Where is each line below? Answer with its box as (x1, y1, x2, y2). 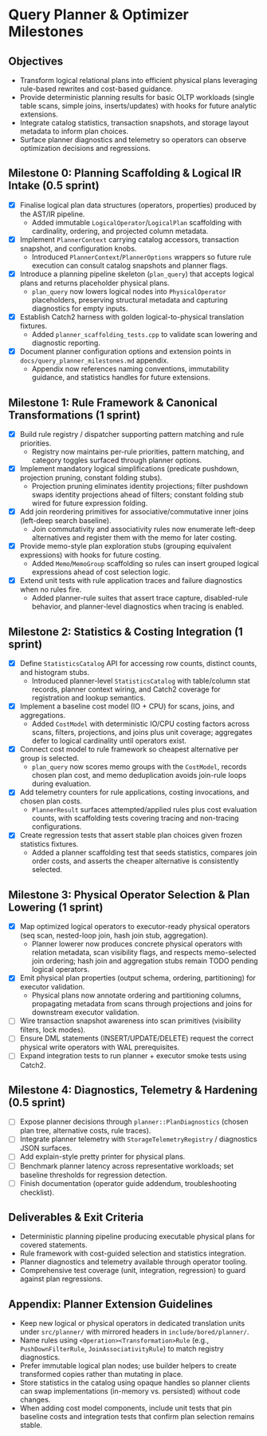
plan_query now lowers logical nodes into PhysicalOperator (31, 287, 227, 296)
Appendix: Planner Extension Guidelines (8, 1297, 214, 1311)
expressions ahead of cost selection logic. (31, 567, 171, 577)
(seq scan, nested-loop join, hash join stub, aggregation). (19, 930, 209, 940)
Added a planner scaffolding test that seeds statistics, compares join (31, 848, 257, 858)
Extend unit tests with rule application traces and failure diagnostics (19, 576, 243, 585)
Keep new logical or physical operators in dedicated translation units (19, 1319, 245, 1328)
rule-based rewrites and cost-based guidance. (19, 84, 174, 93)
